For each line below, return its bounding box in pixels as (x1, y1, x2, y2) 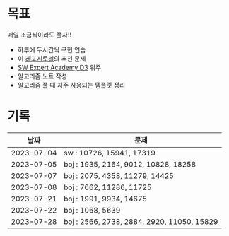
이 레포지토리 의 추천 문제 (17, 54, 86, 63)
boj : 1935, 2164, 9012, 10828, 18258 (63, 159, 196, 169)
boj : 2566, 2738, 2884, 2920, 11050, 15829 (63, 216, 218, 226)
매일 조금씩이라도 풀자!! (7, 30, 72, 39)
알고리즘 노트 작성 (17, 71, 67, 81)
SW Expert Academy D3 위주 (17, 63, 102, 71)
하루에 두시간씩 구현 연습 (17, 45, 86, 54)
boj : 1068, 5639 (63, 205, 121, 215)
